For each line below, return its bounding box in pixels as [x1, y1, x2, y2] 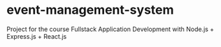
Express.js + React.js [6, 32, 67, 40]
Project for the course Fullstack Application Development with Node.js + [6, 25, 215, 33]
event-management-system [6, 2, 174, 18]
